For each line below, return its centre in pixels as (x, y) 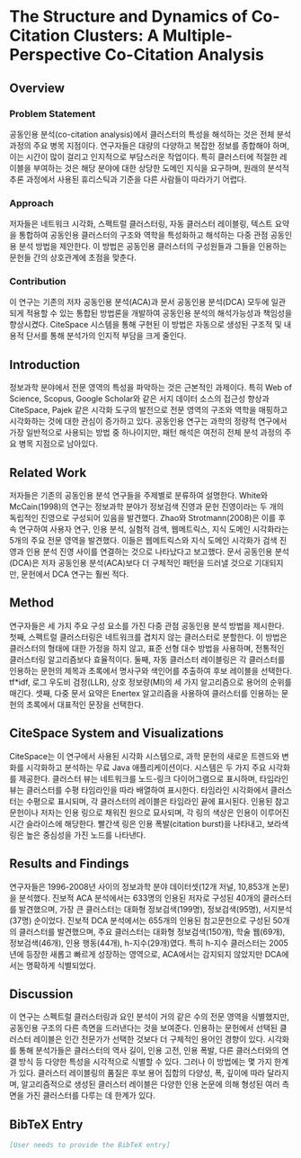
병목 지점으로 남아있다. (58, 444)
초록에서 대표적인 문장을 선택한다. (84, 705)
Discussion (41, 994)
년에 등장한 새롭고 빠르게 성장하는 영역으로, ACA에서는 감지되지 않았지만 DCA (146, 954)
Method (32, 603)
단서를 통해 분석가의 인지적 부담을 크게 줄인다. (106, 336)
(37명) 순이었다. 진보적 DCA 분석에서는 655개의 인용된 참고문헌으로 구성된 (140, 920)
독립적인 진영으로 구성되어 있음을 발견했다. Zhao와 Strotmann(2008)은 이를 (143, 518)
